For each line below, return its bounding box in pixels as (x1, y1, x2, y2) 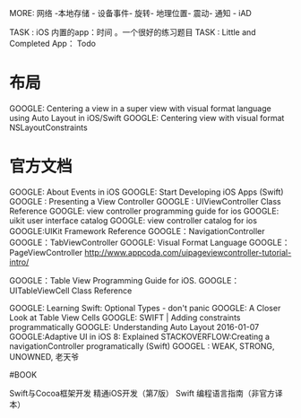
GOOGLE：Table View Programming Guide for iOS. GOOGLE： (9, 274, 240, 285)
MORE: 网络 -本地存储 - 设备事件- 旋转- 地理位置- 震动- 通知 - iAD (9, 8, 253, 18)
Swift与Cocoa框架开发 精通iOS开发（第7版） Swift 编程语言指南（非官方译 (9, 388, 284, 398)
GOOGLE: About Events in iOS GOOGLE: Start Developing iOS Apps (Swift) (9, 187, 284, 197)
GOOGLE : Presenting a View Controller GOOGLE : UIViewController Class (9, 196, 281, 206)
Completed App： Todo (9, 39, 97, 48)
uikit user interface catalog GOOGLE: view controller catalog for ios (9, 214, 258, 226)
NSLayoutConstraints (9, 122, 88, 133)
